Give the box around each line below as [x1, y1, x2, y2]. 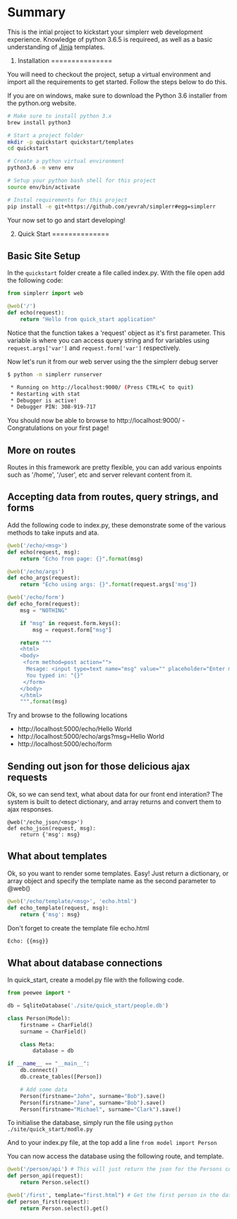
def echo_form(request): [7, 600, 80, 607]
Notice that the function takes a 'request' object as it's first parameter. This [7, 328, 226, 337]
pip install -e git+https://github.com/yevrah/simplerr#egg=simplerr [7, 203, 217, 210]
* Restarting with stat [10, 390, 80, 397]
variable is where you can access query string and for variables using [7, 336, 209, 344]
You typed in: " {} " [25, 672, 83, 679]
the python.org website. [7, 98, 77, 107]
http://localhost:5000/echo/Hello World [17, 725, 133, 733]
